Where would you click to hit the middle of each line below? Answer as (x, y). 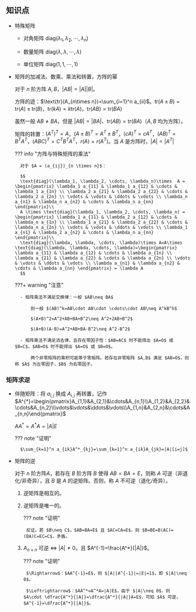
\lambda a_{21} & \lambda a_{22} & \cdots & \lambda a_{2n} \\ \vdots (102, 258)
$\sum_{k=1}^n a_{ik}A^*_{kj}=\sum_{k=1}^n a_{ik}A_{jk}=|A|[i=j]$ (104, 449)
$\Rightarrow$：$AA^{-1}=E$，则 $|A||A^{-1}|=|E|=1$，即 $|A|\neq (106, 573)
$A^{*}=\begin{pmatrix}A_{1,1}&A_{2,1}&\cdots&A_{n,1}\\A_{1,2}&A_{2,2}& (102, 401)
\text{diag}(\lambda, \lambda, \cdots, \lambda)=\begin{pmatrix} (96, 247)
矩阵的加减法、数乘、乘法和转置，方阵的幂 (66, 76)
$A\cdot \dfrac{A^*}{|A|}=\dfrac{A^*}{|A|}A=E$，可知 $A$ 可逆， (102, 597)
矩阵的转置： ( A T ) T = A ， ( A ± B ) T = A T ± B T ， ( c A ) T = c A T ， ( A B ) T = (95, 133)
